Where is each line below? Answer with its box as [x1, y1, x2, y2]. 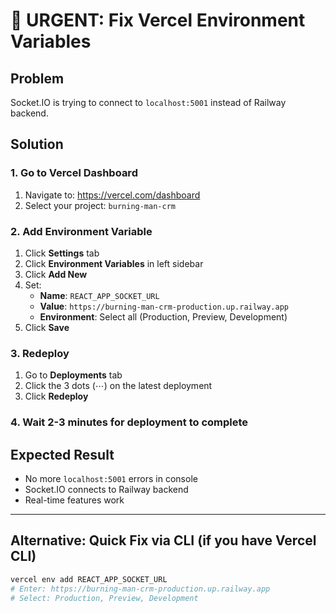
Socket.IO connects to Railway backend [24, 484, 189, 496]
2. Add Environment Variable [10, 224, 153, 238]
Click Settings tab [24, 247, 100, 259]
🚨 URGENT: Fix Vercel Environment [10, 9, 306, 32]
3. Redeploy [10, 346, 70, 360]
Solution [10, 136, 64, 153]
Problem [10, 70, 65, 87]
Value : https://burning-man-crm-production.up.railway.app [39, 300, 289, 312]
